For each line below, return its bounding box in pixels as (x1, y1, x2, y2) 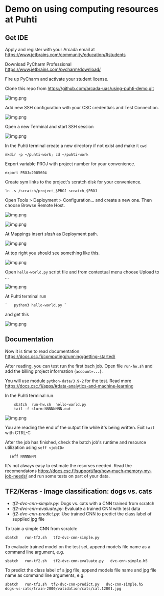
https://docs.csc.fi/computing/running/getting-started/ (5, 353, 116, 359)
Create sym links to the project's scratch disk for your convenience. (5, 179, 142, 185)
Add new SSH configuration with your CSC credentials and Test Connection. (5, 105, 159, 110)
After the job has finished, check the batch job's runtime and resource (5, 439, 146, 445)
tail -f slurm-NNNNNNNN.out (14, 406, 71, 411)
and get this (5, 311, 29, 317)
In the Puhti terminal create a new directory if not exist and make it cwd (5, 143, 147, 149)
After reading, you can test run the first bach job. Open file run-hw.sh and (5, 363, 153, 369)
